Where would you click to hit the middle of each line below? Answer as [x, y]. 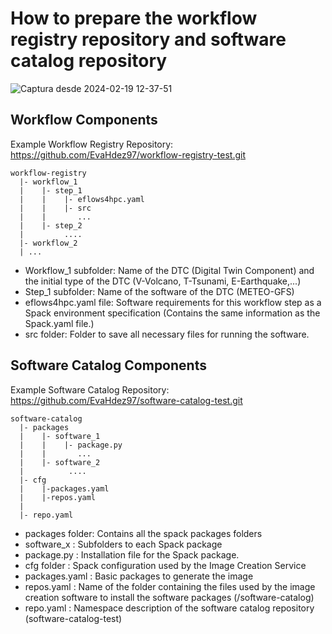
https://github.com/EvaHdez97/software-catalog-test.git [126, 400]
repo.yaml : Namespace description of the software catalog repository [169, 608]
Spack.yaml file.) [59, 323]
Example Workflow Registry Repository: [92, 144]
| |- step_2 [51, 225]
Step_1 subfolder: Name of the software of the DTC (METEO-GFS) [159, 291]
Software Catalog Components [108, 365]
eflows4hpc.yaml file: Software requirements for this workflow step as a [173, 302]
